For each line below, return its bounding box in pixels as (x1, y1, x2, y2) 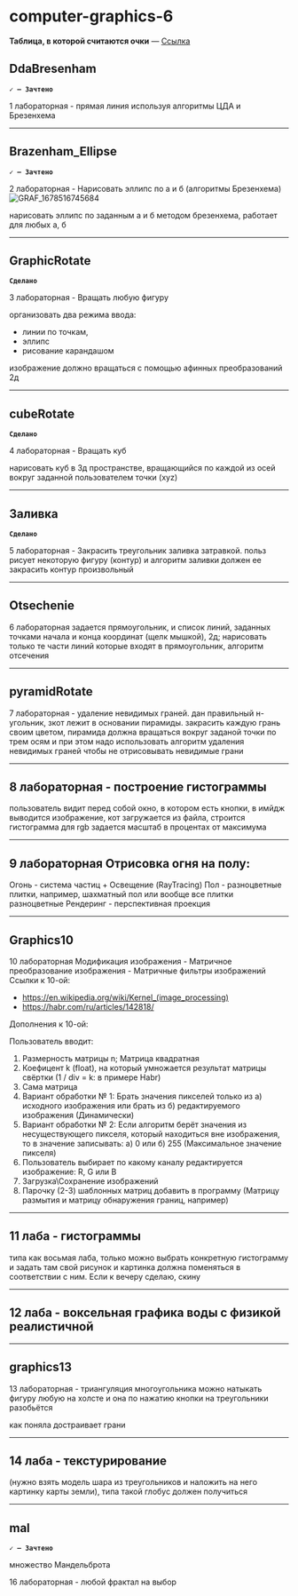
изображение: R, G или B (21, 1166, 117, 1178)
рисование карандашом (21, 345, 114, 356)
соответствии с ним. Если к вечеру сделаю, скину (9, 1271, 201, 1282)
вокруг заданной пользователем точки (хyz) (9, 472, 178, 483)
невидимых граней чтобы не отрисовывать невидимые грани (9, 745, 244, 756)
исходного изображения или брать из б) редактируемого (21, 1100, 241, 1111)
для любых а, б (9, 219, 67, 230)
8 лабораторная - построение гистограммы (9, 780, 267, 795)
